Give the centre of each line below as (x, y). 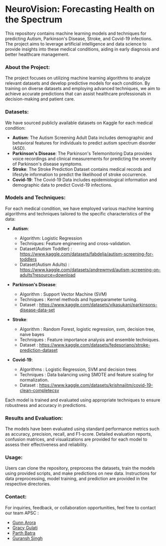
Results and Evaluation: (34, 418)
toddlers (28, 259)
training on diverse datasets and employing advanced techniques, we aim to (83, 89)
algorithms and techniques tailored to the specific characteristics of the (78, 213)
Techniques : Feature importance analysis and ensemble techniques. (90, 340)
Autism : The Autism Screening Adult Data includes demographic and (83, 138)
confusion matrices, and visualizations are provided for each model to (76, 440)
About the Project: (28, 67)
